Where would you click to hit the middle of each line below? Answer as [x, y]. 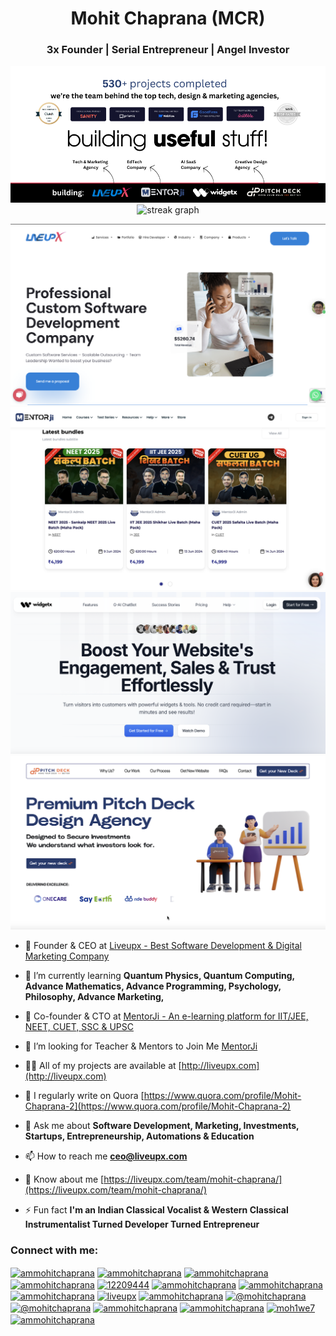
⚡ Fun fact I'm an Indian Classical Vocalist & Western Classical [156, 1210]
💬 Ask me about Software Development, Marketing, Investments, [162, 1126]
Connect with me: [54, 1250]
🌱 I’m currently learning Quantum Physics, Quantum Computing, [159, 976]
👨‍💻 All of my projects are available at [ [103, 1066]
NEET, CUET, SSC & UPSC [79, 1027]
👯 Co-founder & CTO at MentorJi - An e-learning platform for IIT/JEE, [166, 1016]
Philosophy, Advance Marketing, [94, 997]
